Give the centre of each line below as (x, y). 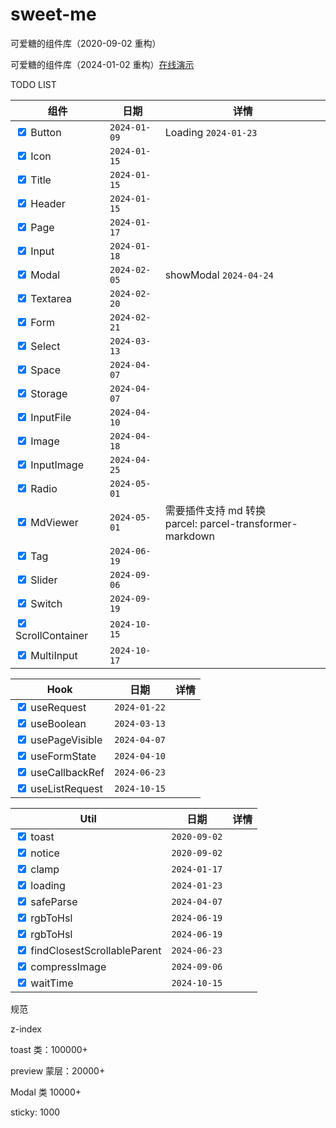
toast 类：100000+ (49, 1049)
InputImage (57, 465)
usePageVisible (66, 740)
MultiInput (54, 655)
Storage (49, 393)
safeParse (54, 901)
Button (46, 132)
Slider (44, 580)
